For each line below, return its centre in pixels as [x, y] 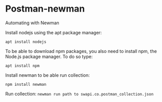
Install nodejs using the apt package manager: [54, 32]
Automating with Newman [32, 23]
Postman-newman [45, 9]
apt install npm [22, 66]
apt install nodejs [26, 42]
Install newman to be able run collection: [47, 75]
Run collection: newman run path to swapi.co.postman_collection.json [79, 93]
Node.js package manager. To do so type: [49, 57]
